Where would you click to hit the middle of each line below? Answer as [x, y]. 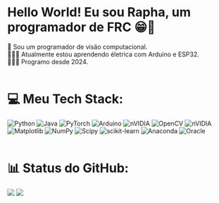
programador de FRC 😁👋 [81, 27]
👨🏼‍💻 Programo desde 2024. [48, 61]
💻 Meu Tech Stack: [65, 99]
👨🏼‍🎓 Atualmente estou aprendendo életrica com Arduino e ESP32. [103, 54]
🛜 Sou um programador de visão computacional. [77, 47]
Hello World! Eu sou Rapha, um [99, 12]
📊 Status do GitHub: [68, 168]
